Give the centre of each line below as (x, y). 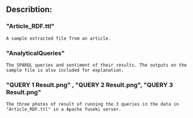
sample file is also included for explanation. (65, 70)
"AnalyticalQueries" (36, 53)
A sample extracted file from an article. (58, 38)
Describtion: (29, 10)
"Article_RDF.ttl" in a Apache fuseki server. (64, 110)
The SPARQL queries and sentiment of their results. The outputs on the (96, 65)
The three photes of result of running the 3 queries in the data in (93, 105)
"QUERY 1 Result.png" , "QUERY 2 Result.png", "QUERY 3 (90, 85)
